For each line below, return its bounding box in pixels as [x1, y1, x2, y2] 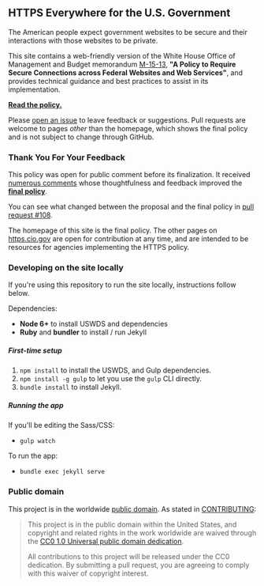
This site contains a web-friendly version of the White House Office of [8, 51, 236, 60]
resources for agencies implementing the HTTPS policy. [8, 243, 190, 252]
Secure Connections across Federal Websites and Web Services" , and [8, 67, 243, 78]
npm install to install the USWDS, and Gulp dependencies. [19, 365, 211, 375]
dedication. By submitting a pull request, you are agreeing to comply [27, 560, 250, 569]
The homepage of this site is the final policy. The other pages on [8, 225, 218, 236]
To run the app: [8, 451, 58, 461]
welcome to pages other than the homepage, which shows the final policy [8, 123, 248, 133]
